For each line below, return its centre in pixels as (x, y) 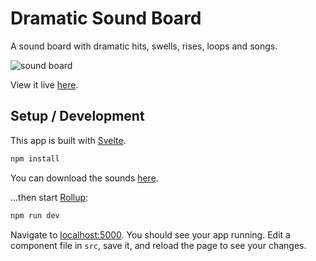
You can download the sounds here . (84, 178)
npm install (35, 158)
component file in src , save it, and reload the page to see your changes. (158, 245)
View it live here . (44, 84)
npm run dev (35, 215)
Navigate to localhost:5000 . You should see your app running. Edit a (150, 234)
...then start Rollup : (49, 197)
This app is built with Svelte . (68, 140)
